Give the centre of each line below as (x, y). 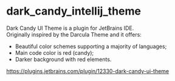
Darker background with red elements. (63, 59)
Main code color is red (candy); (54, 52)
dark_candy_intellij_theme (74, 11)
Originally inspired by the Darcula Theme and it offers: (74, 34)
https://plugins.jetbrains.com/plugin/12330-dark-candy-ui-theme (88, 71)
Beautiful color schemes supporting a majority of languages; (91, 46)
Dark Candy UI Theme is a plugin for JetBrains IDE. (70, 28)
